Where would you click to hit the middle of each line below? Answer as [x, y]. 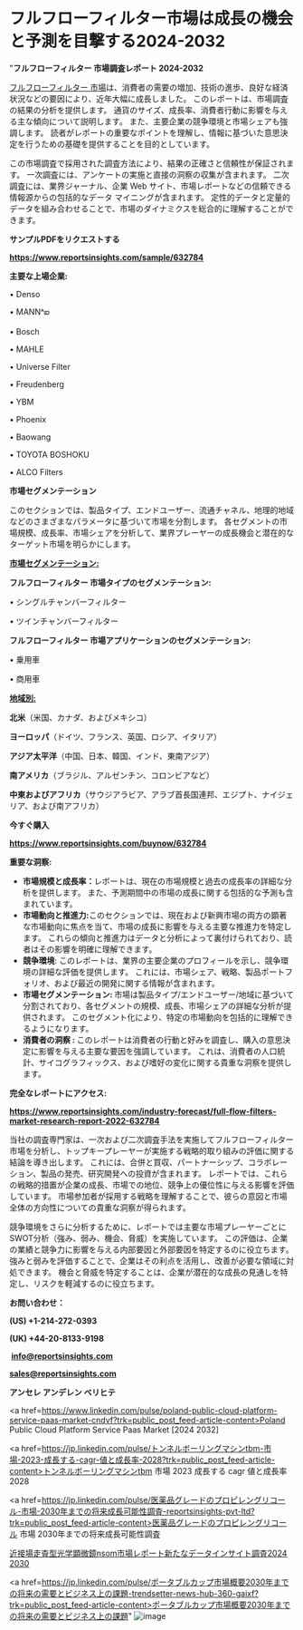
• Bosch [25, 331]
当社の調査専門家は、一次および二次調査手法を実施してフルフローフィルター [151, 1140]
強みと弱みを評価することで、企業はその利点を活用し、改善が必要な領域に [148, 1260]
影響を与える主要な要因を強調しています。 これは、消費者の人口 [158, 1051]
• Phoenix [28, 419]
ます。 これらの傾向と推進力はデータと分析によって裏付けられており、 [153, 937]
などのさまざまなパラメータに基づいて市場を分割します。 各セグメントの [145, 521]
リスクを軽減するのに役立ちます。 [96, 1283]
